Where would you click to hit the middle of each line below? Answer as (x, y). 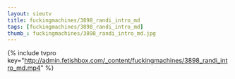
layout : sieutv (30, 14)
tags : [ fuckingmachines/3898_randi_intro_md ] (75, 27)
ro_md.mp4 (24, 68)
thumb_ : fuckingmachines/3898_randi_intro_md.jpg (82, 33)
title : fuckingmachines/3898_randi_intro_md (74, 20)
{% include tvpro (32, 53)
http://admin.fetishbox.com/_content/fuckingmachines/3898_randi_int (126, 61)
